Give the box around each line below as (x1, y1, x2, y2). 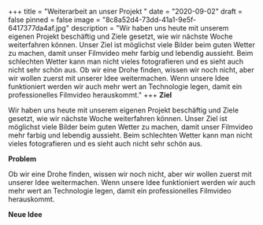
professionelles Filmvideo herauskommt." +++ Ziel (8, 90, 172, 99)
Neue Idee (8, 210, 43, 219)
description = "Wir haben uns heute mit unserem (70, 24, 229, 32)
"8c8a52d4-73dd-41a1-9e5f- (102, 15, 197, 24)
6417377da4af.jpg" (8, 24, 69, 32)
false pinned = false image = (8, 15, 101, 24)
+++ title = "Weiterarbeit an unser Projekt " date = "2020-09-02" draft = (8, 7, 243, 16)
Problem (8, 154, 37, 164)
